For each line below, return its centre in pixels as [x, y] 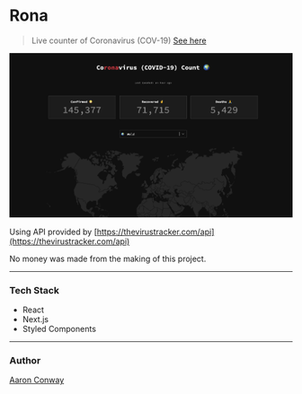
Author [25, 360]
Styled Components [59, 328]
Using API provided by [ [53, 232]
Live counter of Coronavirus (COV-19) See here [119, 40]
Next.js [36, 319]
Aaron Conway [37, 380]
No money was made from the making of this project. [108, 258]
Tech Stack [35, 290]
